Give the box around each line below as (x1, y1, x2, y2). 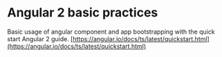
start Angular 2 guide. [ (7, 34, 73, 43)
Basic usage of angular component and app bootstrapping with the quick (7, 27, 216, 36)
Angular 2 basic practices (7, 5, 158, 21)
